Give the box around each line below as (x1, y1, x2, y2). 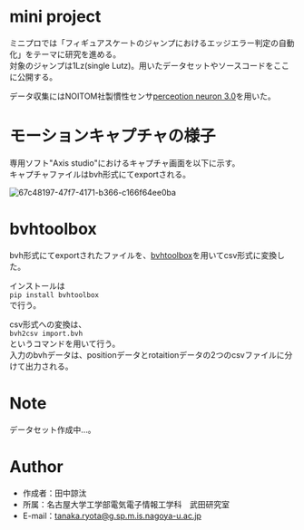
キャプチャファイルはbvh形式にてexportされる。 (9, 169, 191, 179)
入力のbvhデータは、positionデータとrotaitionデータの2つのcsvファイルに (9, 349, 285, 360)
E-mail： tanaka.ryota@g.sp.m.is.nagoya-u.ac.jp (22, 510, 202, 521)
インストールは (9, 280, 65, 291)
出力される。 (25, 361, 74, 371)
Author (9, 456, 64, 477)
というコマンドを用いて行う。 (9, 338, 121, 349)
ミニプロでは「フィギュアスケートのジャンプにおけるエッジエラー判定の (9, 37, 279, 48)
